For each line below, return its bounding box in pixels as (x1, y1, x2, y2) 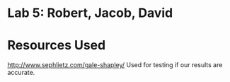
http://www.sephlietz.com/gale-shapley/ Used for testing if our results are (7, 61, 223, 69)
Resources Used (7, 37, 106, 54)
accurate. (7, 69, 35, 77)
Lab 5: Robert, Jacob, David (7, 5, 173, 21)
